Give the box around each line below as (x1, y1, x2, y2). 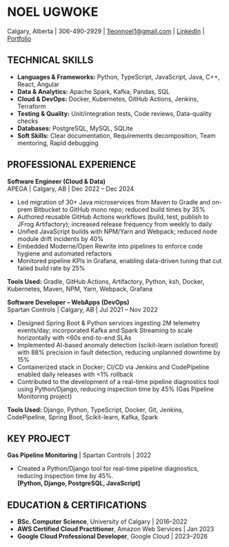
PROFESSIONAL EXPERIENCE (7, 159, 137, 171)
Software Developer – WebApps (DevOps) (7, 298, 130, 306)
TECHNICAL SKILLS (7, 55, 94, 66)
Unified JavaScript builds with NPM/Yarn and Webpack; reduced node (17, 227, 217, 236)
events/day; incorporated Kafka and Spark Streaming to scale (17, 326, 193, 334)
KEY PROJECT (7, 432, 71, 444)
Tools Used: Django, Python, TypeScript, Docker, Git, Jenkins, (7, 405, 184, 414)
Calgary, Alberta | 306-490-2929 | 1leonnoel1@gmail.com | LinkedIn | (7, 27, 205, 35)
